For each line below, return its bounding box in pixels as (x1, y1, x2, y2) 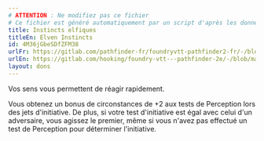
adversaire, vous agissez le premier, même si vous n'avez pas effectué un (8, 115, 247, 125)
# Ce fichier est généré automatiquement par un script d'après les (8, 19, 237, 27)
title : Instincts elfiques (8, 26, 97, 34)
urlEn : (8, 56, 30, 63)
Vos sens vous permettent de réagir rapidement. (8, 84, 165, 93)
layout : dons (8, 63, 51, 70)
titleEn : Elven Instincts (8, 33, 93, 42)
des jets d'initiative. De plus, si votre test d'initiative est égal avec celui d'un (8, 107, 253, 117)
